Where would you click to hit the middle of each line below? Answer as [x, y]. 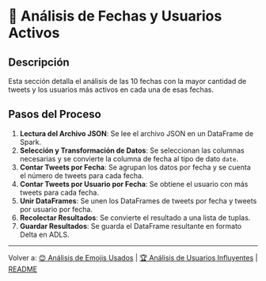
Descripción [39, 62]
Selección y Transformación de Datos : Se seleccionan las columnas [132, 150]
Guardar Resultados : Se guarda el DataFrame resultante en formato [131, 226]
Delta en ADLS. [44, 234]
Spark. [30, 142]
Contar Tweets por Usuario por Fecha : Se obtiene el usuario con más [134, 184]
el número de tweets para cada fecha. [82, 175]
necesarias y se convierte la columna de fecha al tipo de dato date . [129, 158]
